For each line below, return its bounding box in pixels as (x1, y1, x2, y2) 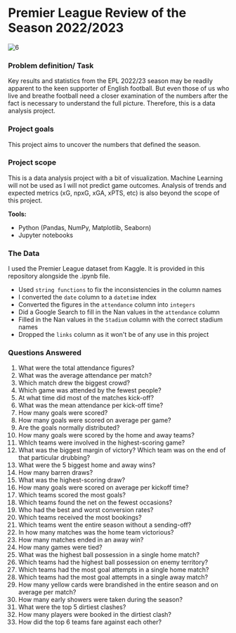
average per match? (18, 588, 77, 596)
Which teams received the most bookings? (18, 513, 143, 522)
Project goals (8, 124, 55, 134)
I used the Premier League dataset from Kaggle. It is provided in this (8, 264, 205, 273)
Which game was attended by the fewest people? (18, 386, 162, 395)
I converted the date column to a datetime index (18, 293, 157, 302)
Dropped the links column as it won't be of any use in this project (18, 331, 209, 339)
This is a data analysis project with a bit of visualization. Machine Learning (8, 174, 223, 182)
